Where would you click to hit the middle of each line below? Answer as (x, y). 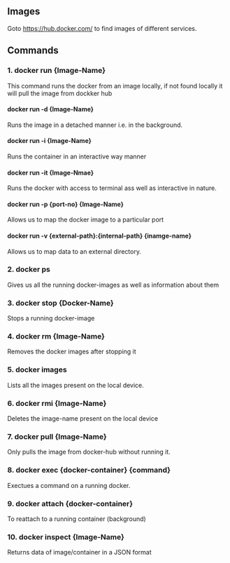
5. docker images (37, 369)
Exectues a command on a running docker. (69, 485)
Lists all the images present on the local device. (76, 385)
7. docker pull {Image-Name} (57, 436)
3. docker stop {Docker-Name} (60, 303)
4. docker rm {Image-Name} (56, 337)
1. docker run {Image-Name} (57, 71)
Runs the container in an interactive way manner (77, 156)
